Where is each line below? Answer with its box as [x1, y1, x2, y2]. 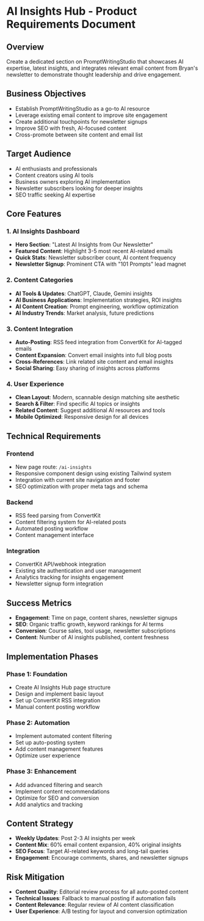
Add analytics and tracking [15, 800, 83, 808]
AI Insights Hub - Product [6, 4, 137, 18]
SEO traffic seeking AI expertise [15, 191, 96, 198]
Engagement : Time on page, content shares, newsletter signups [15, 614, 178, 622]
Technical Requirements [6, 430, 101, 442]
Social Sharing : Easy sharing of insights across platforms [15, 364, 160, 372]
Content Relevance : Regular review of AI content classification [15, 901, 174, 909]
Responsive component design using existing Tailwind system [15, 470, 172, 477]
